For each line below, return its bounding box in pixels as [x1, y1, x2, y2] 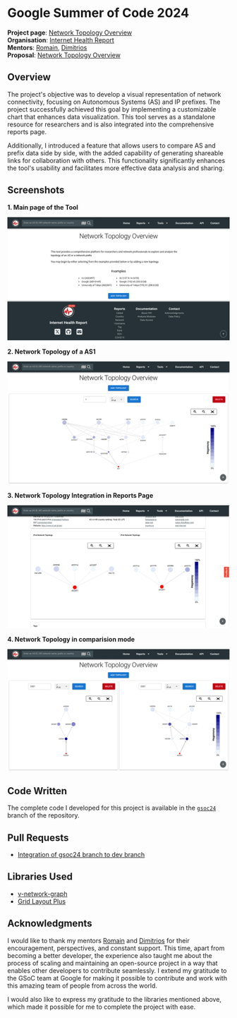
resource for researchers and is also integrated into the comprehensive [7, 120, 214, 128]
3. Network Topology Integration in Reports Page [7, 491, 154, 499]
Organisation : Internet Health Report [7, 35, 114, 44]
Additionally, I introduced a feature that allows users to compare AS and [7, 141, 217, 150]
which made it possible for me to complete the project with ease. [7, 1002, 196, 1011]
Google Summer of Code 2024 [7, 5, 189, 21]
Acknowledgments [7, 918, 93, 930]
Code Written [7, 785, 68, 797]
